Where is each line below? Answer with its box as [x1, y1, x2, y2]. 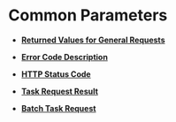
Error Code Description [20, 51, 108, 62]
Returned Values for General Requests [20, 34, 165, 45]
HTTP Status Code [20, 68, 91, 80]
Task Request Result [20, 86, 99, 96]
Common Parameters [8, 5, 168, 26]
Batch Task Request [20, 103, 96, 113]
